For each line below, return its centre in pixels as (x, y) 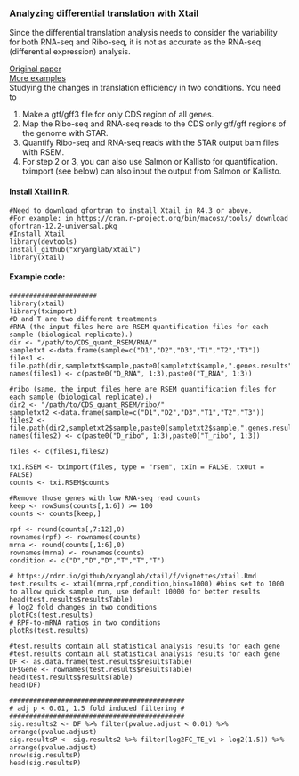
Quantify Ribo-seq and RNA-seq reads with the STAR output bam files (150, 143)
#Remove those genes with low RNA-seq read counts (105, 498)
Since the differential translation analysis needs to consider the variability (143, 33)
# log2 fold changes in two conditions (83, 607)
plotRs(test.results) (49, 630)
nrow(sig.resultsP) (45, 755)
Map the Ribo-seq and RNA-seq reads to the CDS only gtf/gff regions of (154, 124)
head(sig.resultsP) (45, 763)
